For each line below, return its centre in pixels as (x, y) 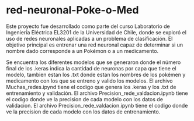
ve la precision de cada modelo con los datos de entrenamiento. (83, 112)
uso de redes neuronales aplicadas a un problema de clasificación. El (89, 38)
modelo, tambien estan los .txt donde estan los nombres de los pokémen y (96, 74)
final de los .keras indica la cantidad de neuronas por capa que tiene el (91, 68)
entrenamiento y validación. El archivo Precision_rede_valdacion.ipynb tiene (97, 93)
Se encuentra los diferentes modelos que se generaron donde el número (93, 62)
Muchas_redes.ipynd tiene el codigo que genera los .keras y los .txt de (91, 87)
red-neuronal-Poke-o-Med (72, 10)
